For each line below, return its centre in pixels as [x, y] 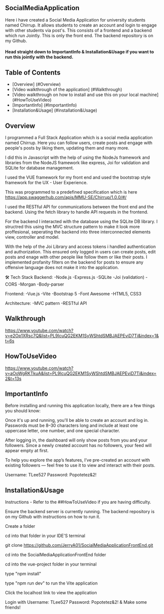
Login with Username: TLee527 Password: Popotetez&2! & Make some [76, 602]
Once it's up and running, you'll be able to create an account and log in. [77, 420]
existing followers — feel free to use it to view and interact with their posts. [80, 466]
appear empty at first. [27, 451]
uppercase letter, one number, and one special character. [63, 431]
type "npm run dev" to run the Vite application [51, 583]
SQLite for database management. [40, 168]
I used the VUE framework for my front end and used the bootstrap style [78, 177]
